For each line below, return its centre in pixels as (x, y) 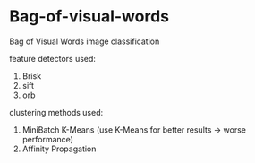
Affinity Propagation (59, 149)
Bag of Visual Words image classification (85, 41)
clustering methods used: (56, 112)
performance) (48, 139)
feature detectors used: (53, 58)
